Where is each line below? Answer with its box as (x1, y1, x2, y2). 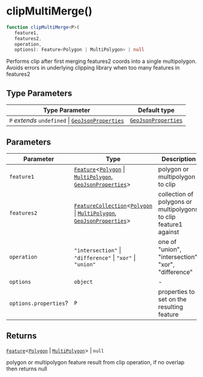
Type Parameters (6, 88, 72, 98)
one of (158, 237, 177, 246)
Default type (138, 106, 175, 114)
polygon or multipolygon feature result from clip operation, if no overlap (6, 358, 185, 366)
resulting (158, 303, 183, 311)
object (74, 278, 93, 285)
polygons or (158, 197, 192, 206)
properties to (158, 287, 195, 296)
